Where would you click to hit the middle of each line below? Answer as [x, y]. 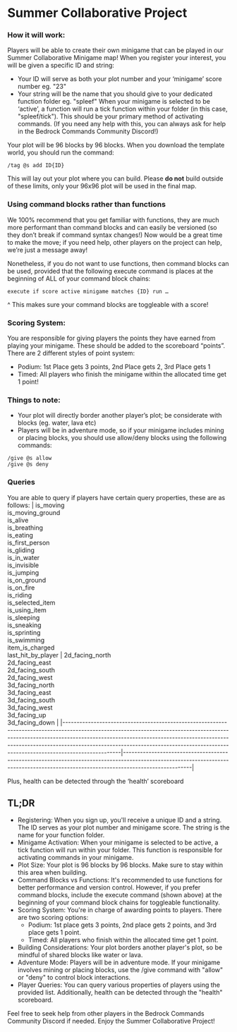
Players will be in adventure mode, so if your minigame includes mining [121, 430]
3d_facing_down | [33, 722]
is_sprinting [24, 632]
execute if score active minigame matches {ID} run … [88, 291]
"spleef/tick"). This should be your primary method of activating [110, 116]
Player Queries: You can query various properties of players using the [119, 985]
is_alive [18, 520]
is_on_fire [21, 588]
